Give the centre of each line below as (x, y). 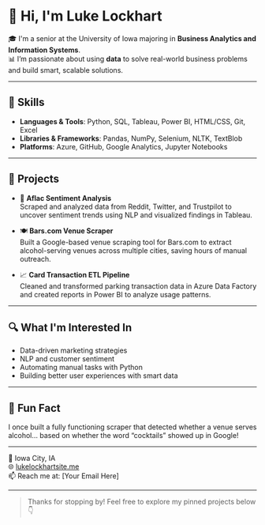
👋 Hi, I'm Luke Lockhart (85, 16)
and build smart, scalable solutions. (66, 70)
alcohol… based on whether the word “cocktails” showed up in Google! (123, 436)
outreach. (35, 259)
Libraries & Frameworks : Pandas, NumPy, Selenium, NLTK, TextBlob (131, 138)
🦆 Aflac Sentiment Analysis (65, 198)
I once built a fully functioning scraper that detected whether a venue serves (132, 427)
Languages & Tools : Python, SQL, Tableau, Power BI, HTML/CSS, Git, (132, 121)
